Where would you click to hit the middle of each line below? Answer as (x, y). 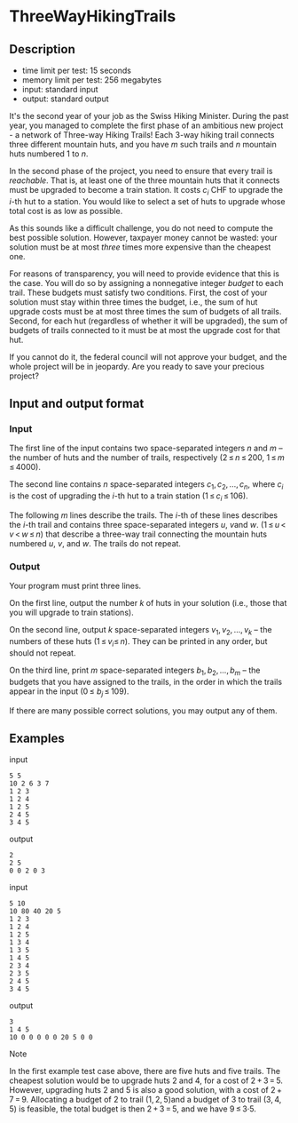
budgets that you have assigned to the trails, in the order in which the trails (145, 681)
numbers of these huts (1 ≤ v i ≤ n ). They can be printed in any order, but (138, 642)
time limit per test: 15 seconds (76, 70)
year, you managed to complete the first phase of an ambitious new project (146, 125)
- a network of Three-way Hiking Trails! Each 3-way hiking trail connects (142, 135)
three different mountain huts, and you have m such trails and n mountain (143, 144)
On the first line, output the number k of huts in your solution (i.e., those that (148, 603)
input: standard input (60, 89)
